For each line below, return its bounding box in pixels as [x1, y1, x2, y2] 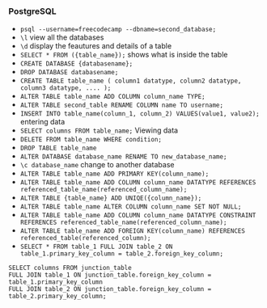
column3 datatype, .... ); [19, 84, 112, 92]
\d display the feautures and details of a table [19, 41, 172, 51]
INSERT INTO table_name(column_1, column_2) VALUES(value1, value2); [19, 110, 261, 118]
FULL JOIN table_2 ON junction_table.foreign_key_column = [8, 285, 212, 293]
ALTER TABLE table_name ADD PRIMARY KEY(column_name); [19, 170, 210, 179]
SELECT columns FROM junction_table [8, 264, 132, 272]
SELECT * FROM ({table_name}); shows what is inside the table [19, 50, 228, 60]
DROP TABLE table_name [19, 144, 97, 153]
